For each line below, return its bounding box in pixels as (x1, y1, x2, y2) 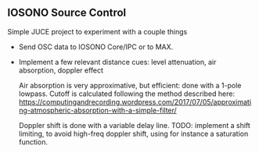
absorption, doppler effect (18, 66, 103, 75)
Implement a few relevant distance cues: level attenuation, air (18, 57, 217, 66)
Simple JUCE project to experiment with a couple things (7, 27, 188, 36)
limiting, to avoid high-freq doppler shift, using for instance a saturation (18, 129, 249, 138)
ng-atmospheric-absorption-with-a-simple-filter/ (18, 105, 177, 115)
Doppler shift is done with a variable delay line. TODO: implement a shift (18, 120, 251, 130)
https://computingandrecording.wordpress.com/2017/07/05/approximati (18, 97, 252, 106)
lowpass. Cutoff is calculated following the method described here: (18, 89, 236, 98)
